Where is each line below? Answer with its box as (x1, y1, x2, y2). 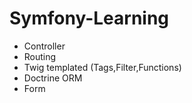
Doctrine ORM (23, 72, 83, 84)
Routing (23, 50, 57, 62)
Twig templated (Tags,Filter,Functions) (23, 61, 182, 73)
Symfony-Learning (9, 7, 170, 30)
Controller (23, 40, 66, 52)
